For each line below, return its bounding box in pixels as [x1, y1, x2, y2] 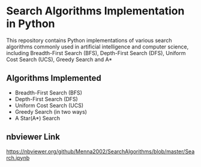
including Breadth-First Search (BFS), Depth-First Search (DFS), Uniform [6, 49, 186, 56]
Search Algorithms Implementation [6, 4, 185, 18]
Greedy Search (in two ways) [14, 108, 87, 115]
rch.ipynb [6, 154, 30, 161]
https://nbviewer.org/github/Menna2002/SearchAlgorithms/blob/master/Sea [6, 148, 195, 155]
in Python [6, 17, 55, 31]
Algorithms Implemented [6, 73, 102, 83]
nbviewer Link [6, 132, 60, 142]
